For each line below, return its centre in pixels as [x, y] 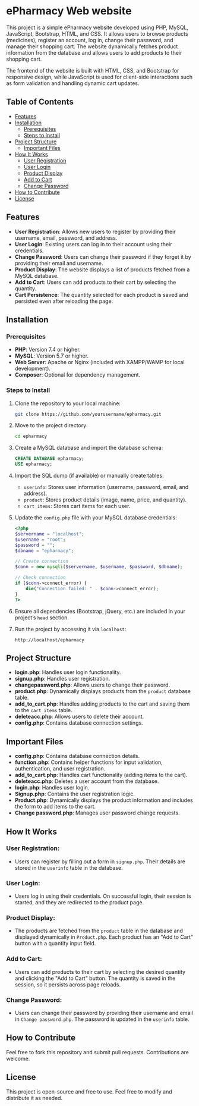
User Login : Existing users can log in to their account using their [93, 244]
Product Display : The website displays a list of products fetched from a [102, 270]
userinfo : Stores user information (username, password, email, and [106, 487]
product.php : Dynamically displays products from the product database [103, 691]
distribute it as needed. [34, 1098]
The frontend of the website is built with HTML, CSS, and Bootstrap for [93, 70]
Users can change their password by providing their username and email [104, 1013]
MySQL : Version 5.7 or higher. [52, 356]
